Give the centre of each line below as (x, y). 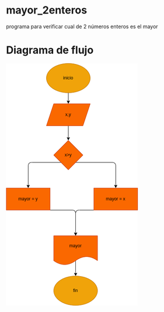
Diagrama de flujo (50, 50)
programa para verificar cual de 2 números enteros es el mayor (82, 26)
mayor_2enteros (47, 10)
